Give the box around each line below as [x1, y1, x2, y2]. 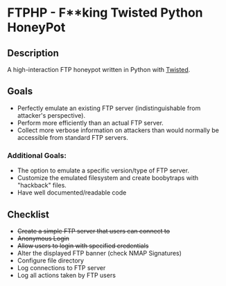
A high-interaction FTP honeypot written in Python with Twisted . [7, 66, 191, 73]
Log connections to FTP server [17, 263, 106, 271]
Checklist [7, 208, 50, 220]
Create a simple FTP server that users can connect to [17, 226, 171, 235]
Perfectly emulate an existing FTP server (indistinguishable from [17, 104, 201, 112]
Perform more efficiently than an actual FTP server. [17, 118, 164, 127]
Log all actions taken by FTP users [17, 271, 116, 279]
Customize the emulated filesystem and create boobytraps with [17, 174, 199, 182]
